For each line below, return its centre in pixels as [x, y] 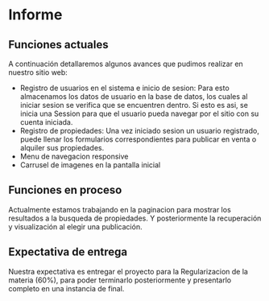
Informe [35, 15]
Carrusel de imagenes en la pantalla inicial [90, 165]
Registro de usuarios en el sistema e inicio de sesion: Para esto [124, 88]
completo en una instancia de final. [66, 288]
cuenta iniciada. [46, 122]
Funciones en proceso [65, 190]
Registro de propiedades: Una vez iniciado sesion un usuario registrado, [139, 131]
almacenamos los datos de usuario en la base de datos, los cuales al [134, 97]
